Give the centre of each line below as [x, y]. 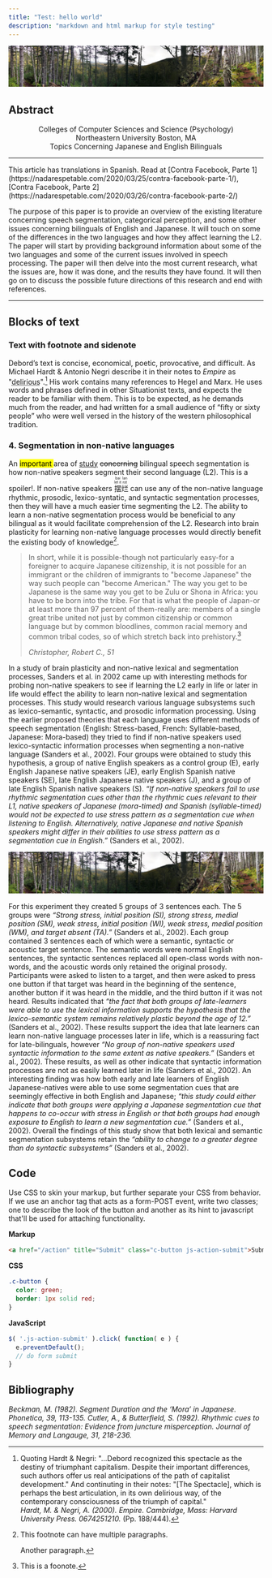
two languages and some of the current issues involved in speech [118, 255]
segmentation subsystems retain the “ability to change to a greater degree [133, 1139]
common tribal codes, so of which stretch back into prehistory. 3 [134, 636]
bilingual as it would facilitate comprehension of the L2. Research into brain [134, 523]
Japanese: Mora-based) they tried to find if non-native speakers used [125, 737]
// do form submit [47, 1356]
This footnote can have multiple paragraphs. [94, 1535]
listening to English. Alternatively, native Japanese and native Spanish [126, 823]
